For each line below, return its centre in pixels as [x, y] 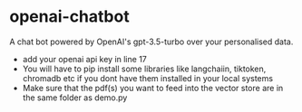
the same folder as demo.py [75, 98]
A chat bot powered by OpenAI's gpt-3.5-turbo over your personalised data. [151, 42]
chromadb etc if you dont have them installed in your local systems [148, 78]
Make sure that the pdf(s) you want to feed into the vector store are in [153, 88]
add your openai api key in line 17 [84, 59]
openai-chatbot [69, 17]
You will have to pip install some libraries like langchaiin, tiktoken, [144, 69]
